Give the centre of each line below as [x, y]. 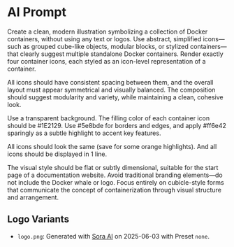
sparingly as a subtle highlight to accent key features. [84, 133]
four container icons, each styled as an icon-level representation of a [107, 61]
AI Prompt [37, 12]
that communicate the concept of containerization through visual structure [115, 190]
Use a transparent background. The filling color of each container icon [109, 118]
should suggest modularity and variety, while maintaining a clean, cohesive [115, 97]
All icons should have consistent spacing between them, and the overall [110, 82]
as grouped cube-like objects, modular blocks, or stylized [105, 46]
